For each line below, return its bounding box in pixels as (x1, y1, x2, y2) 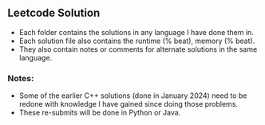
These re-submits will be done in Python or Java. (18, 107, 181, 118)
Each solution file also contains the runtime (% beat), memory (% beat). (18, 36, 255, 45)
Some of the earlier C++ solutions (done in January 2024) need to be (18, 91, 247, 100)
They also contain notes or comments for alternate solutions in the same (18, 44, 258, 54)
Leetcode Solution (7, 6, 101, 20)
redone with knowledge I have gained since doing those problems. (18, 100, 239, 109)
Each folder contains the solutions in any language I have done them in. (18, 27, 255, 37)
